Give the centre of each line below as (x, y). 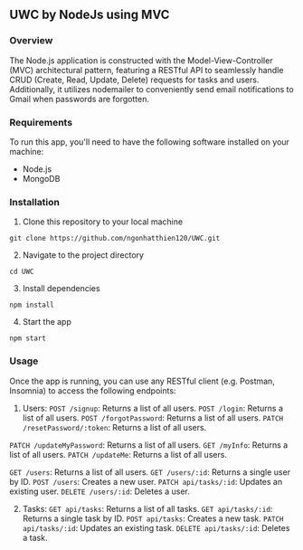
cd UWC (22, 272)
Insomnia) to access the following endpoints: (93, 390)
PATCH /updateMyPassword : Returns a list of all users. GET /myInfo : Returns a (149, 445)
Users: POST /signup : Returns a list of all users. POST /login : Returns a (152, 408)
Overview (31, 41)
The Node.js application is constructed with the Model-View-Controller (141, 60)
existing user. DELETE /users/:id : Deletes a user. (99, 491)
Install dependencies (62, 289)
